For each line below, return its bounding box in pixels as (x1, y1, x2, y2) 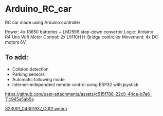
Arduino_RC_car (5, 3, 72, 15)
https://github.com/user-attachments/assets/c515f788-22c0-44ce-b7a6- (5, 91, 152, 97)
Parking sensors (12, 71, 45, 77)
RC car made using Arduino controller (5, 19, 81, 25)
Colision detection (12, 66, 49, 72)
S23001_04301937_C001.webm (5, 105, 67, 111)
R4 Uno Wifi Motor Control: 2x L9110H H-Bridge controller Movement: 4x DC (5, 34, 158, 40)
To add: (5, 53, 28, 62)
